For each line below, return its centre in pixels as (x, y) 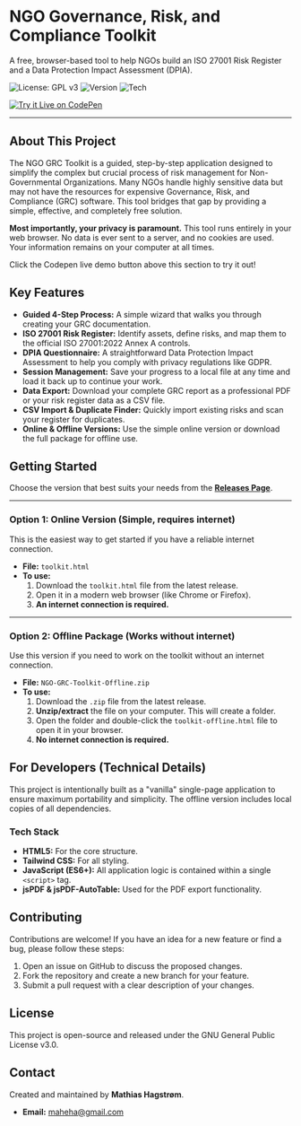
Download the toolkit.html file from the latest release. (137, 585)
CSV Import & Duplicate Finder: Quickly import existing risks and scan (153, 409)
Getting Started (53, 466)
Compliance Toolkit (83, 35)
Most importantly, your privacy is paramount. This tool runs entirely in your (150, 228)
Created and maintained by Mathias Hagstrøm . (97, 1094)
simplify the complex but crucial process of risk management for (129, 172)
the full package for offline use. (80, 438)
